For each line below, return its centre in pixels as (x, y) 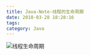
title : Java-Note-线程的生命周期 (45, 12)
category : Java (25, 28)
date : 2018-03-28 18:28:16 (40, 17)
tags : (13, 23)
